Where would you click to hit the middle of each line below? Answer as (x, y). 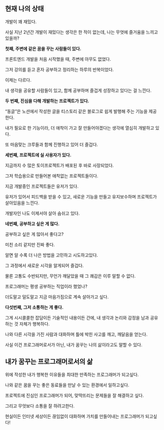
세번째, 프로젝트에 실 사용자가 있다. (38, 155)
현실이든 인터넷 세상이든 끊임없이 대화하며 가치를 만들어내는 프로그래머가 (75, 416)
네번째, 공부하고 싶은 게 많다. (32, 224)
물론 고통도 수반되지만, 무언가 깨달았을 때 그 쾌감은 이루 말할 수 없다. (70, 276)
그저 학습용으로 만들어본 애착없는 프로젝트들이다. (52, 175)
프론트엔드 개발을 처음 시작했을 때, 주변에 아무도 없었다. (58, 59)
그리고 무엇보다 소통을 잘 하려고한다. (40, 406)
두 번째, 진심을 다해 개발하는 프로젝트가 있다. (47, 101)
